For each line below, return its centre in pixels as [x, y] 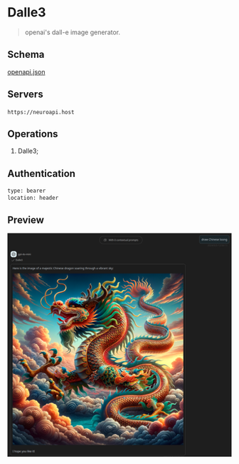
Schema [26, 55]
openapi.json [26, 71]
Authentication [42, 173]
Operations [33, 134]
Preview [26, 220]
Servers [26, 95]
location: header [33, 198]
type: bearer [27, 191]
